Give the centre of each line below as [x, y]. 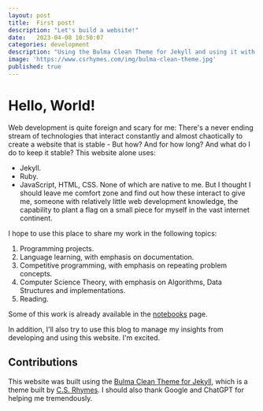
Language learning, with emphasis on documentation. [107, 257]
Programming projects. [57, 248]
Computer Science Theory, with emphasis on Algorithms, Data [121, 282]
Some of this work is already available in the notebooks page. [108, 314]
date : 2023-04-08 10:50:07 [56, 37]
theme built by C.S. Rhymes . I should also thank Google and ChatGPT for [126, 390]
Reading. [34, 298]
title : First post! [42, 23]
